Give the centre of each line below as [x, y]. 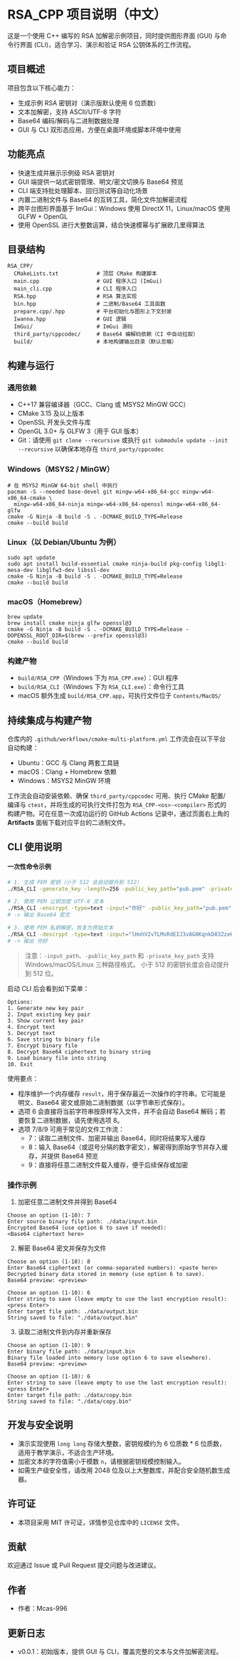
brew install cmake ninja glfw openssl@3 [70, 623]
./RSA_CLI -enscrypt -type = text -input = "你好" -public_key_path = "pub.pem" [119, 908]
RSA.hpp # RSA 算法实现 [75, 296]
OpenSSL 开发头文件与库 [54, 422]
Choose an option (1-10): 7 [49, 1215]
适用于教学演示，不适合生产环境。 [68, 1452]
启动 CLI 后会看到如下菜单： [48, 988]
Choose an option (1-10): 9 [49, 1345]
